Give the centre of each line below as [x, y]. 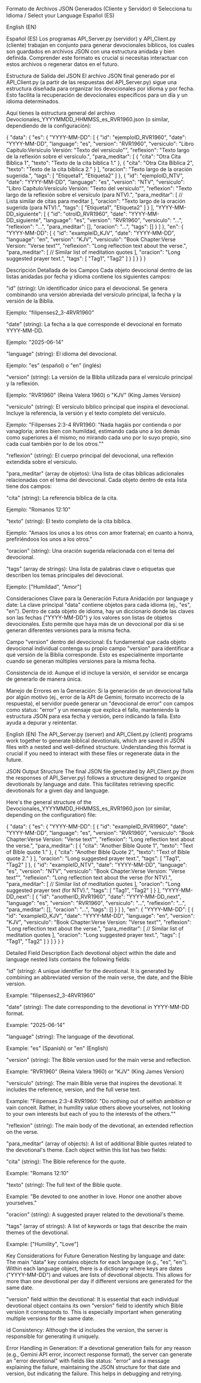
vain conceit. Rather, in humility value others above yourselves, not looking [98, 1107]
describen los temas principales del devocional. [65, 575]
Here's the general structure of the [49, 802]
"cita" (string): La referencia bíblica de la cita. [62, 498]
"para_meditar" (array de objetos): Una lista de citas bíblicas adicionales [95, 473]
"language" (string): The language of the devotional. [70, 1037]
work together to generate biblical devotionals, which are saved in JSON [95, 740]
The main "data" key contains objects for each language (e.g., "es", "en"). [97, 1262]
